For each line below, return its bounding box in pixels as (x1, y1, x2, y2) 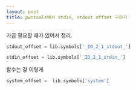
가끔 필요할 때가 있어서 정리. (6, 31, 73, 39)
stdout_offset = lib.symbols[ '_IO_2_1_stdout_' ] (6, 43, 131, 50)
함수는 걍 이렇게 (6, 66, 44, 73)
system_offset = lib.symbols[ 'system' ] (6, 78, 110, 84)
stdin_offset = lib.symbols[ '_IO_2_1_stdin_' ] (6, 55, 126, 61)
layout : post (6, 8, 39, 15)
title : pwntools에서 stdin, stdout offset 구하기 (6, 14, 128, 20)
